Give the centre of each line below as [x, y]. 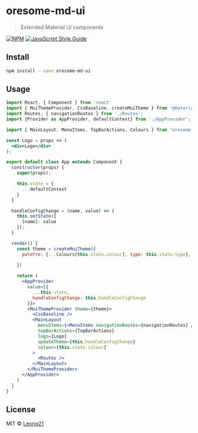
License [21, 409]
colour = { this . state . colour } [72, 347]
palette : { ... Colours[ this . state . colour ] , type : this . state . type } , [106, 254]
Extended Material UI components [62, 27]
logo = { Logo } [52, 336]
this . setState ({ [37, 216]
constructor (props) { [38, 168]
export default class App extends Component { [64, 162]
